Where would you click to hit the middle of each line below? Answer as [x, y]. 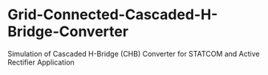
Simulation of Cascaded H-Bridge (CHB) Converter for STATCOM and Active [134, 53]
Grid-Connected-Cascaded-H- [113, 15]
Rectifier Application [41, 62]
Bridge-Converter [68, 32]
